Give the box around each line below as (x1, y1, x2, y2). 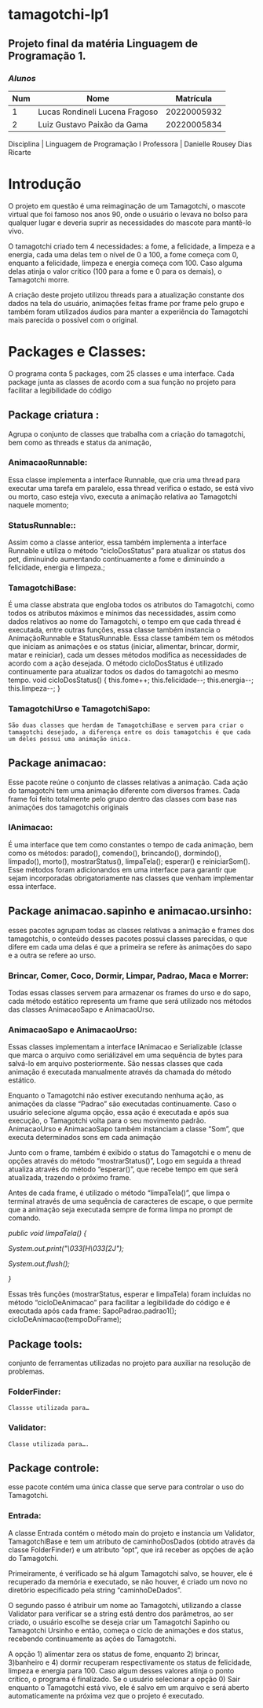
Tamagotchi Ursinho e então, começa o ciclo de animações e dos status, (8, 1625, 243, 1635)
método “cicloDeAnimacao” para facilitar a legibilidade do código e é (8, 1298, 231, 1308)
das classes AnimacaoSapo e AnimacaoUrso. (8, 1005, 155, 1014)
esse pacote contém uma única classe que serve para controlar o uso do (8, 1482, 245, 1492)
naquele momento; (8, 500, 69, 509)
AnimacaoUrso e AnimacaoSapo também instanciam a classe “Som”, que (8, 1124, 245, 1134)
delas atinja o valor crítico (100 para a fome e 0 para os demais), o (8, 266, 222, 276)
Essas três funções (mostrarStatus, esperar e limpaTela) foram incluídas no (8, 1289, 251, 1299)
